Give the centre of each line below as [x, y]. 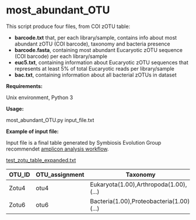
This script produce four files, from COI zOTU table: [68, 26]
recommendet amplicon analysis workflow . [57, 149]
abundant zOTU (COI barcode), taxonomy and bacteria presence [92, 44]
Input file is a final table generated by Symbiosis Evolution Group [84, 142]
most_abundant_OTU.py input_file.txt [50, 120]
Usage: [15, 109]
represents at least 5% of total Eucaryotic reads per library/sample [94, 68]
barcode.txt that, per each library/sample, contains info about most [95, 37]
